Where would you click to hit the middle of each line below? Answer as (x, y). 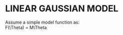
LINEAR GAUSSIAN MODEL (62, 9)
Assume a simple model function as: (42, 22)
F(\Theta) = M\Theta (26, 27)
